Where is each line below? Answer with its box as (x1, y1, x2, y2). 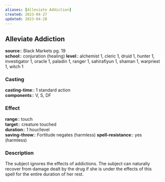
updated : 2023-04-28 (5, 16, 48, 21)
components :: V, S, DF (5, 92, 52, 98)
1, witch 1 (5, 64, 24, 70)
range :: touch (5, 116, 33, 122)
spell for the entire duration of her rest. (5, 171, 84, 177)
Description (5, 149, 34, 156)
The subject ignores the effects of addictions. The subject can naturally (5, 161, 150, 167)
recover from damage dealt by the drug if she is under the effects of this (5, 166, 152, 172)
